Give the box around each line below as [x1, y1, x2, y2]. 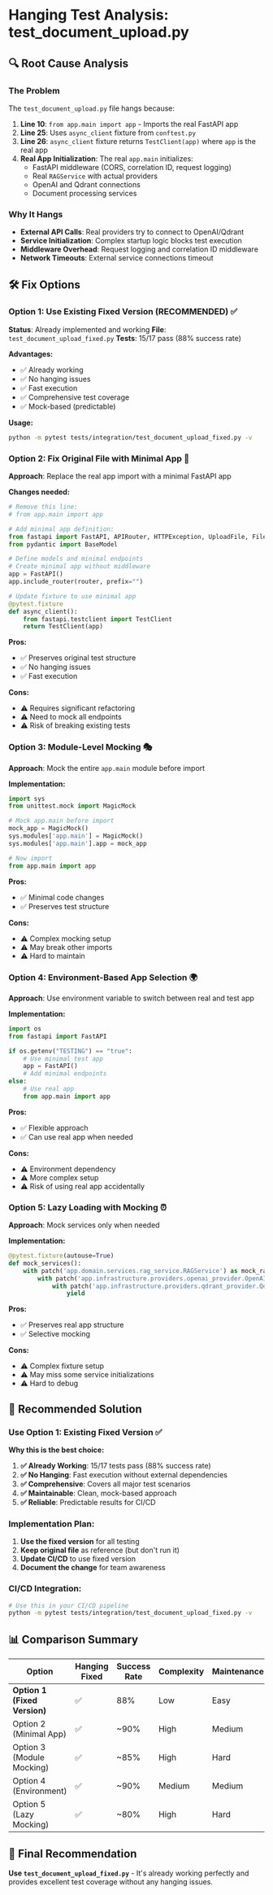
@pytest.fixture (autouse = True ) [8, 1252, 115, 1260]
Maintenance [211, 1666, 264, 1678]
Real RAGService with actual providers [32, 171, 158, 181]
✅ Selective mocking [19, 1329, 91, 1339]
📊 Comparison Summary [8, 1632, 139, 1646]
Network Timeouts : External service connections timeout [19, 253, 214, 263]
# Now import [8, 854, 53, 862]
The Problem [8, 85, 61, 96]
